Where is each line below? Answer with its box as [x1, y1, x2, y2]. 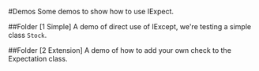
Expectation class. [8, 54, 68, 63]
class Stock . [8, 31, 47, 39]
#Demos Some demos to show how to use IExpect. [8, 7, 175, 16]
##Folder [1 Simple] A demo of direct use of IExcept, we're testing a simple [8, 22, 251, 31]
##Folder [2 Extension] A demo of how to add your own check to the [8, 46, 231, 54]
